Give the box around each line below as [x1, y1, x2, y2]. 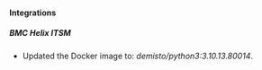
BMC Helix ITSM [9, 28, 72, 39]
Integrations [9, 7, 57, 18]
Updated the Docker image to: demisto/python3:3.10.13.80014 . [22, 50, 254, 61]
